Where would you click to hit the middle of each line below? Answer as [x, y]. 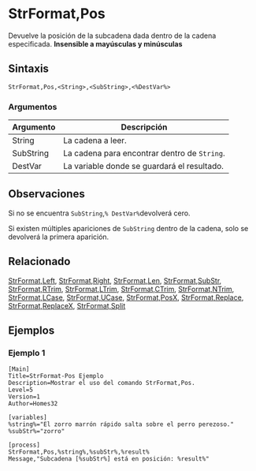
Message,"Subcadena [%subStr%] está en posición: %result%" [109, 459]
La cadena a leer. [95, 140]
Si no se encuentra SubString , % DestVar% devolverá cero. [99, 213]
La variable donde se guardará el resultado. [143, 166]
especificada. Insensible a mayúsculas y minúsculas [95, 43]
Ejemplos [32, 331]
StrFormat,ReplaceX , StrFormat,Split [67, 305]
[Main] [19, 369]
